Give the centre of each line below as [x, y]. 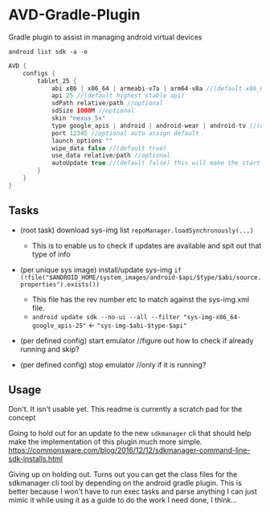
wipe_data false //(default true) [109, 148]
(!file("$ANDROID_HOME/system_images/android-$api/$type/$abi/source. [141, 277]
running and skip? [49, 349]
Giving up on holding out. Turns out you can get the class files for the [123, 474]
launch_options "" [82, 141]
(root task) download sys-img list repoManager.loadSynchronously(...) [137, 230]
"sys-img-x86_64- [212, 317]
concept [22, 418]
